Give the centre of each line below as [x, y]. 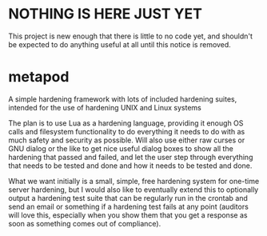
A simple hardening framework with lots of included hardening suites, [123, 99]
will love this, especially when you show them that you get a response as [128, 215]
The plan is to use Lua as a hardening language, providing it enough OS [126, 123]
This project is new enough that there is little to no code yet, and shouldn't [131, 36]
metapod [39, 77]
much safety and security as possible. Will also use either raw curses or [127, 140]
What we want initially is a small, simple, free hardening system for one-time [134, 181]
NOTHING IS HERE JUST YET [105, 14]
